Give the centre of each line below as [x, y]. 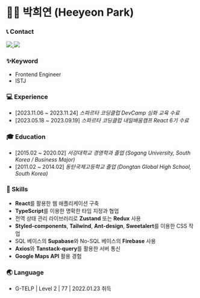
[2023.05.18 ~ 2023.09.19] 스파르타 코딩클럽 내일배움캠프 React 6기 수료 [102, 121]
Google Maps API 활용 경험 [48, 256]
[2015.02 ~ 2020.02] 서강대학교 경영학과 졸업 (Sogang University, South [103, 153]
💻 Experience [27, 97]
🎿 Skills [17, 189]
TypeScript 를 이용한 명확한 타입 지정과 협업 [67, 211]
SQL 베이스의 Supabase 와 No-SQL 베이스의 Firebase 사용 [85, 241]
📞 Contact [20, 32]
